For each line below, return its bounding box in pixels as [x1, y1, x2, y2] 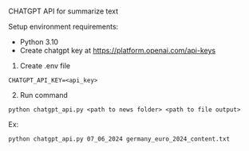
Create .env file [19, 60, 70, 70]
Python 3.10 [19, 37, 58, 46]
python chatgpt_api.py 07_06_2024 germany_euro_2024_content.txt [8, 134, 230, 143]
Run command [19, 90, 68, 99]
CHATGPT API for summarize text [8, 6, 119, 16]
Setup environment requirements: [8, 21, 119, 31]
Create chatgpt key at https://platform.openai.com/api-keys [19, 45, 216, 55]
